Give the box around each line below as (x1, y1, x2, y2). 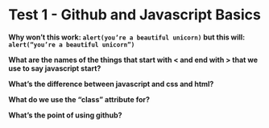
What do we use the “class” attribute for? (8, 94, 151, 104)
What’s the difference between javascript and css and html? (8, 79, 214, 89)
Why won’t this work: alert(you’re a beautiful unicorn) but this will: (8, 32, 246, 42)
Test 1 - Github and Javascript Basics (8, 6, 262, 24)
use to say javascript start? (8, 63, 101, 73)
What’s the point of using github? (8, 110, 122, 120)
